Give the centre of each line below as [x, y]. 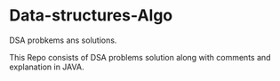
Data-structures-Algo [91, 16]
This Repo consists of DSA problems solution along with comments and [140, 57]
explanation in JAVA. [47, 67]
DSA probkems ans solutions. [63, 40]
